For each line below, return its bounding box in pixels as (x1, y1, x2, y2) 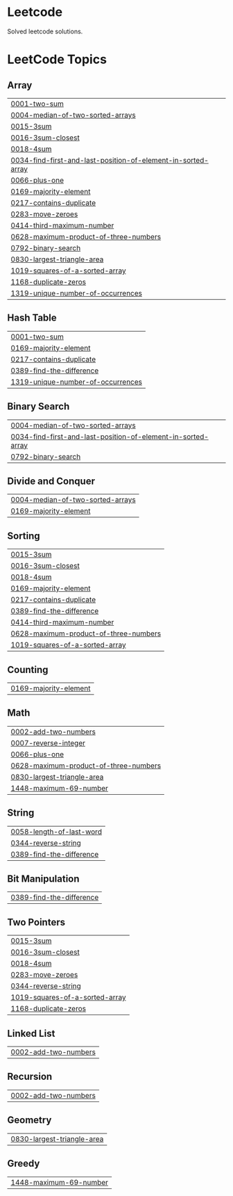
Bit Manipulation (7, 873, 80, 885)
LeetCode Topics (7, 51, 107, 67)
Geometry (7, 1114, 52, 1126)
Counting (7, 663, 49, 675)
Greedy (7, 1158, 40, 1170)
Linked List (7, 1027, 55, 1040)
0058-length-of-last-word (10, 827, 103, 837)
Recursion (7, 1071, 53, 1083)
